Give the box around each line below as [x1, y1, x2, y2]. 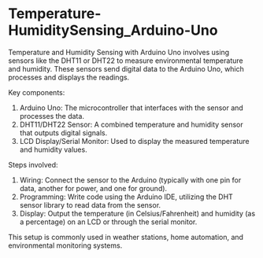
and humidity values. [19, 145, 88, 154]
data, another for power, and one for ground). [19, 183, 168, 193]
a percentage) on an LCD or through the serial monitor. [19, 217, 198, 227]
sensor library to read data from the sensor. [19, 200, 161, 209]
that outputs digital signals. [19, 127, 108, 138]
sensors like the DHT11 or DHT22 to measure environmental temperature [8, 56, 243, 65]
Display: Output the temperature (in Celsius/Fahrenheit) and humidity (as [19, 208, 256, 218]
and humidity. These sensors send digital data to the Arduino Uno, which [8, 64, 244, 73]
